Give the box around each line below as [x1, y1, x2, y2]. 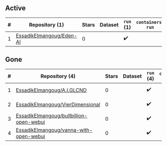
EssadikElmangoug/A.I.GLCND [15, 87, 87, 94]
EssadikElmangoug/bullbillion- [15, 112, 88, 119]
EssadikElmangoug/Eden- [15, 32, 78, 39]
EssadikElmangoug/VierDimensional [15, 101, 100, 108]
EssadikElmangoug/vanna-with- [15, 127, 93, 134]
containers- [136, 19, 165, 25]
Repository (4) [40, 72, 76, 79]
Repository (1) [29, 21, 64, 28]
